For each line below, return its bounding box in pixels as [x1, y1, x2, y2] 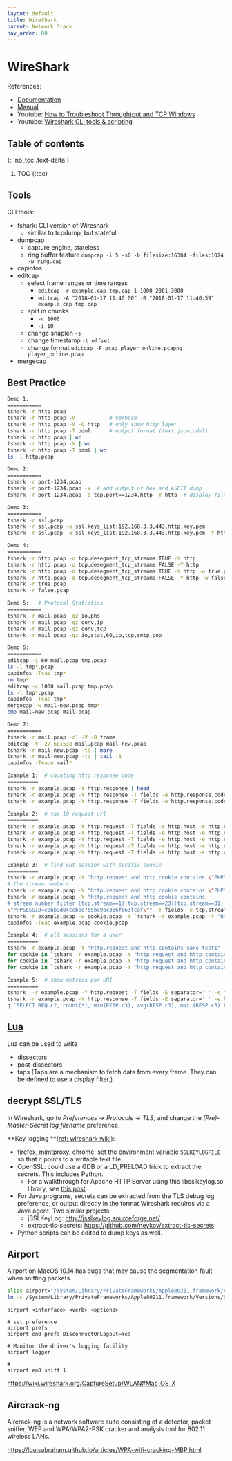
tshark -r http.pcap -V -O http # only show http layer [7, 421, 177, 428]
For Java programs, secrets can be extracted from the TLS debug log [17, 1191, 215, 1200]
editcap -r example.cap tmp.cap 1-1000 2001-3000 [37, 287, 184, 294]
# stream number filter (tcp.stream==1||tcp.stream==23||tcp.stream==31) [7, 900, 224, 907]
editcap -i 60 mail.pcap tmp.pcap [7, 657, 107, 664]
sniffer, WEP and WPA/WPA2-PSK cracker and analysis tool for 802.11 [7, 1425, 206, 1433]
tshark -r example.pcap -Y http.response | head [7, 784, 150, 792]
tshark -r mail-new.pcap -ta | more [7, 746, 113, 754]
